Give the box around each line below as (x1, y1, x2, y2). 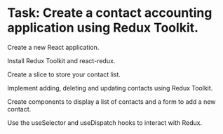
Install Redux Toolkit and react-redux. (7, 56, 116, 65)
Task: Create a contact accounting (7, 5, 212, 21)
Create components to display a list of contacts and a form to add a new (7, 97, 216, 106)
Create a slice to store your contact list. (7, 70, 121, 79)
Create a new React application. (7, 43, 100, 51)
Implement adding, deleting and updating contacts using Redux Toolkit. (7, 83, 213, 92)
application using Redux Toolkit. (7, 20, 198, 36)
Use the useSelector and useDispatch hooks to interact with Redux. (7, 118, 202, 127)
